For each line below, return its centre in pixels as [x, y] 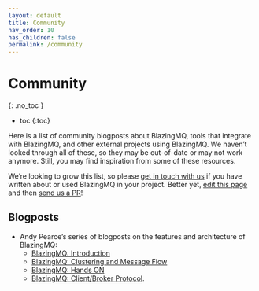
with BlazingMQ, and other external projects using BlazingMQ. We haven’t [128, 144]
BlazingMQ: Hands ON [68, 270]
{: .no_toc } [26, 105]
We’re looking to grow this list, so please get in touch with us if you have [125, 176]
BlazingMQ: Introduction [70, 253]
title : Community [37, 23]
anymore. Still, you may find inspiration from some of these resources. [122, 161]
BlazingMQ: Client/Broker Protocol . [88, 278]
